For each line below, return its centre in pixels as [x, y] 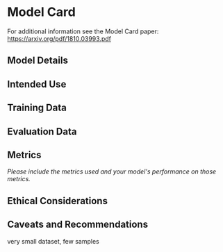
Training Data [37, 108]
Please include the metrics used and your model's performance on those [112, 171]
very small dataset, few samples [53, 241]
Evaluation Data [42, 132]
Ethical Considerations [57, 201]
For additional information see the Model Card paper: [83, 31]
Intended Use [37, 84]
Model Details [38, 61]
